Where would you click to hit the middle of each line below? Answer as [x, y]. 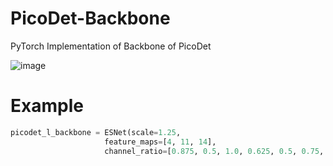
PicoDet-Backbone [90, 18]
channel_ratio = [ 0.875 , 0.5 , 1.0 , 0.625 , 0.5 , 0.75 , [214, 151]
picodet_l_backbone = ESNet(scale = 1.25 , [96, 132]
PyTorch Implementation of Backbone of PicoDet [111, 46]
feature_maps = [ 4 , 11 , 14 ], [160, 142]
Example [47, 106]
